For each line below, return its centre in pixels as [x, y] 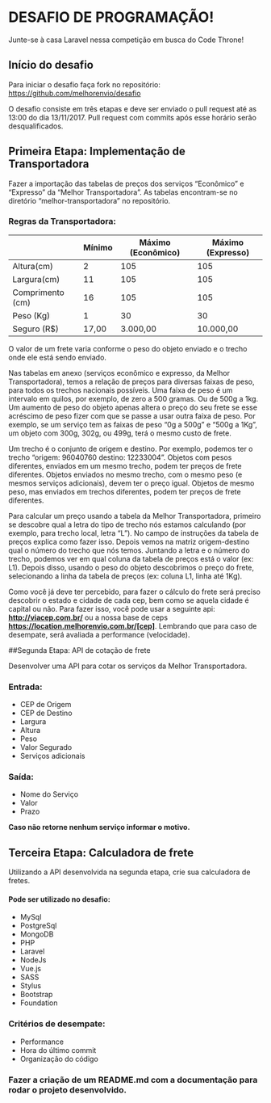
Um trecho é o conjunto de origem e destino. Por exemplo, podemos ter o [131, 448]
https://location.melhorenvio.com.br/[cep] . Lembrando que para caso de [133, 625]
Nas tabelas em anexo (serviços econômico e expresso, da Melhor [119, 373]
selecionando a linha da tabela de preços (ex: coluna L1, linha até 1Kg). [125, 576]
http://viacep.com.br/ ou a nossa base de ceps [88, 617]
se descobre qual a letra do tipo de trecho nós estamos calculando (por [127, 524]
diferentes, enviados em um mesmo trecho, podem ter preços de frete [125, 465]
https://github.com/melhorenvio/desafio [75, 93]
